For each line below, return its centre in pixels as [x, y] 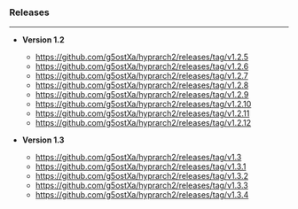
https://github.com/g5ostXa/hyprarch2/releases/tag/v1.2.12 [143, 123]
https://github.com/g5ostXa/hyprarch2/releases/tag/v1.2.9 [142, 95]
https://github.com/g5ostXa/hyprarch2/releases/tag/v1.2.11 [142, 113]
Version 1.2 [43, 40]
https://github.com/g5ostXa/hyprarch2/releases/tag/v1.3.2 [142, 176]
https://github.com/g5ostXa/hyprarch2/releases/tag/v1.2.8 [142, 85]
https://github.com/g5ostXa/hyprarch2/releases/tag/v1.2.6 [142, 66]
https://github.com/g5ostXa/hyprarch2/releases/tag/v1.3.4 [142, 195]
